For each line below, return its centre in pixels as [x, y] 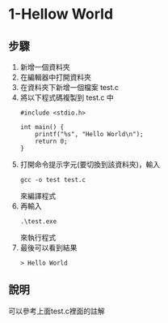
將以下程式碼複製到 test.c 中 [67, 97]
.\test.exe [38, 222]
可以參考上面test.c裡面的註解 [57, 311]
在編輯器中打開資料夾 [55, 77]
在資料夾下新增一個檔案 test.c [69, 87]
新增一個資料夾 [45, 67]
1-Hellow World [61, 14]
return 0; [51, 141]
